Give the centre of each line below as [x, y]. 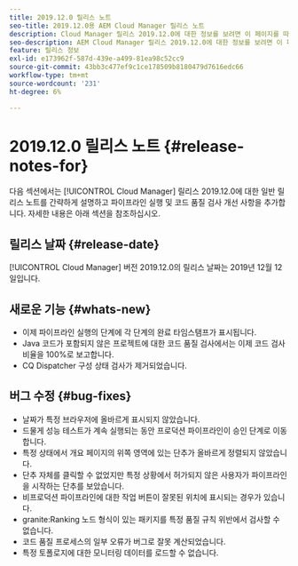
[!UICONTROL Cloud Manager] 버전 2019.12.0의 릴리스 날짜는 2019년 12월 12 [146, 267]
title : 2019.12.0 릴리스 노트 [60, 17]
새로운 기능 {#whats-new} [80, 309]
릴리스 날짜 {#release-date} [84, 244]
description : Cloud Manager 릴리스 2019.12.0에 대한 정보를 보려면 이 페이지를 [144, 34]
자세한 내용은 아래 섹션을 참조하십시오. [94, 213]
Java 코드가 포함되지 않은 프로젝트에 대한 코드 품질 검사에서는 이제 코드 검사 [153, 344]
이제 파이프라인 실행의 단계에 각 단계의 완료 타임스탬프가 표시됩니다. [139, 332]
